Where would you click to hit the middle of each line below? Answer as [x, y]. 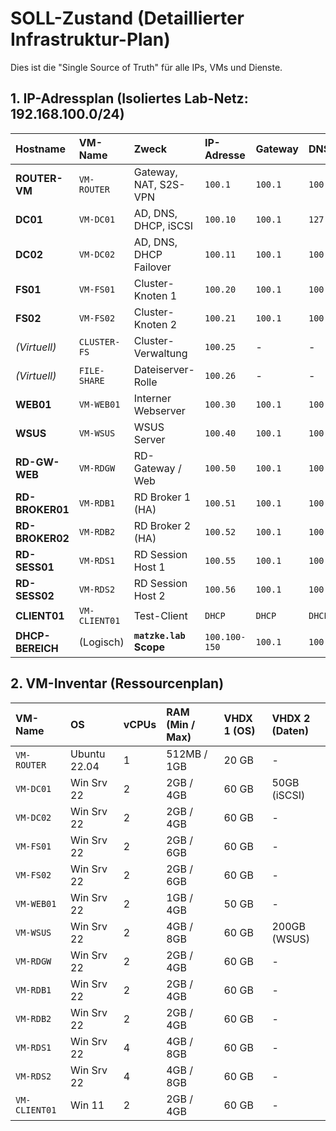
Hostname [40, 149]
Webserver [159, 410]
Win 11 [87, 1105]
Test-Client [160, 615]
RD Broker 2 [162, 525]
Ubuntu [88, 754]
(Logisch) [101, 642]
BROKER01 [42, 509]
